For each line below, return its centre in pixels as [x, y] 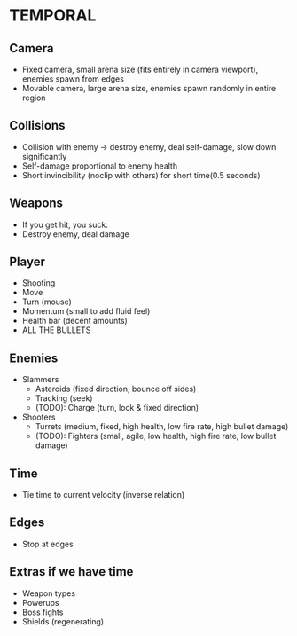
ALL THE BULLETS [56, 330]
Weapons [36, 204]
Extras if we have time [71, 572]
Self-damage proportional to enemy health [100, 166]
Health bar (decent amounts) [75, 321]
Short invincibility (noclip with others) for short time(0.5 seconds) [141, 175]
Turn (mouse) [47, 302]
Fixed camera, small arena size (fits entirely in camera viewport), [140, 69]
